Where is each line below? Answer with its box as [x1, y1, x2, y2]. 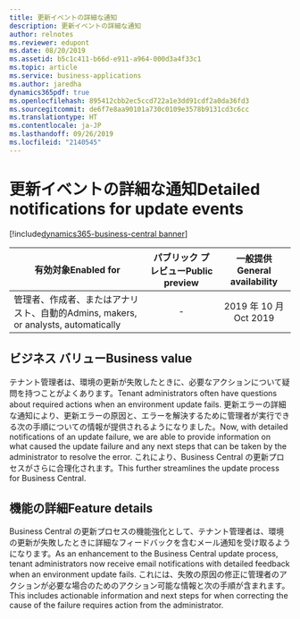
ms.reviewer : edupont [9, 38, 90, 47]
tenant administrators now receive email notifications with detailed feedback [9, 558, 290, 569]
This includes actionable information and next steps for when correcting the [9, 590, 288, 601]
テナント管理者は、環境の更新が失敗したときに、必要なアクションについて [9, 377, 283, 387]
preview [163, 276, 199, 289]
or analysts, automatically [13, 318, 121, 331]
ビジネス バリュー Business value [9, 351, 193, 367]
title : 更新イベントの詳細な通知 [9, 13, 118, 22]
